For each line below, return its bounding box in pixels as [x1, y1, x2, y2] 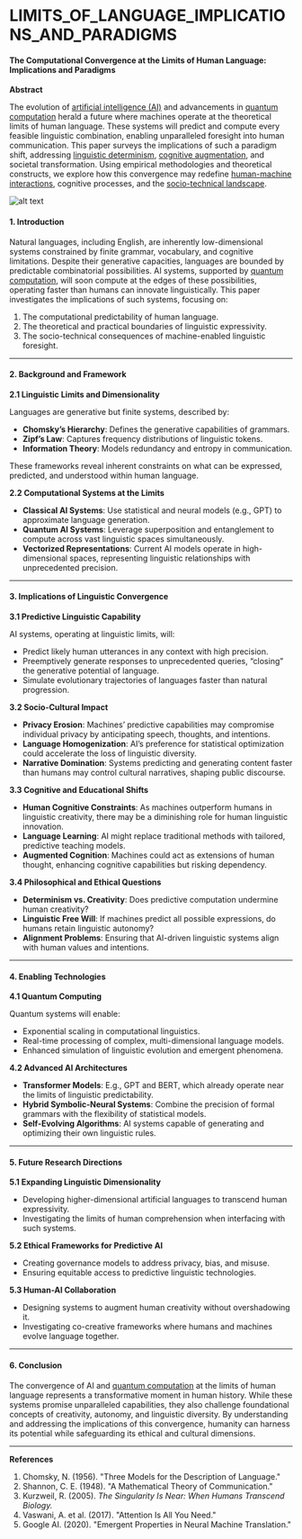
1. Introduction [9, 216, 65, 227]
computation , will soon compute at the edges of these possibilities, [9, 274, 258, 285]
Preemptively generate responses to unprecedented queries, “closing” [22, 656, 284, 666]
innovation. [22, 821, 65, 832]
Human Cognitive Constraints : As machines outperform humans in [22, 802, 272, 813]
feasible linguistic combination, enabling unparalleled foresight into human [9, 130, 285, 141]
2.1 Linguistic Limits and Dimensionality [9, 389, 160, 400]
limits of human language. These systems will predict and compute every [9, 121, 280, 131]
